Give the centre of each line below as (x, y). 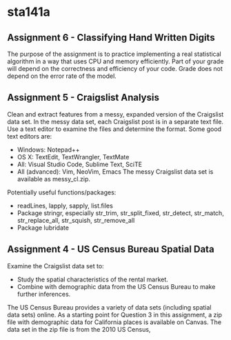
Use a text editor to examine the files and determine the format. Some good (114, 129)
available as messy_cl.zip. (54, 179)
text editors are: (30, 136)
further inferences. (44, 294)
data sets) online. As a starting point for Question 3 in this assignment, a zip (115, 314)
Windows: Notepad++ (49, 150)
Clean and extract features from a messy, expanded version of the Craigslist (115, 114)
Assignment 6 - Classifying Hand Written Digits (111, 38)
